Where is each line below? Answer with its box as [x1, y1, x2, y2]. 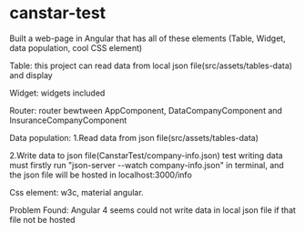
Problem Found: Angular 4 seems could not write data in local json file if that [9, 204, 296, 216]
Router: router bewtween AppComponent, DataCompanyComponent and [9, 105, 282, 116]
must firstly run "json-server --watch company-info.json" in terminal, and [9, 159, 284, 170]
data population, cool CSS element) [9, 42, 143, 53]
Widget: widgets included [9, 87, 106, 98]
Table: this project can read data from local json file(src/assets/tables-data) [9, 60, 293, 71]
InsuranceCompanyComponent [9, 115, 127, 126]
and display [9, 69, 53, 80]
